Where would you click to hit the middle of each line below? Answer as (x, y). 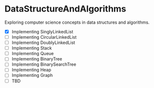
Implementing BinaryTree (37, 59)
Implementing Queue (33, 54)
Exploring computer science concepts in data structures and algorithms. (77, 22)
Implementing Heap (31, 70)
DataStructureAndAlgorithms (65, 9)
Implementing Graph (32, 75)
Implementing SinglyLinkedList (42, 31)
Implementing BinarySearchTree (44, 64)
